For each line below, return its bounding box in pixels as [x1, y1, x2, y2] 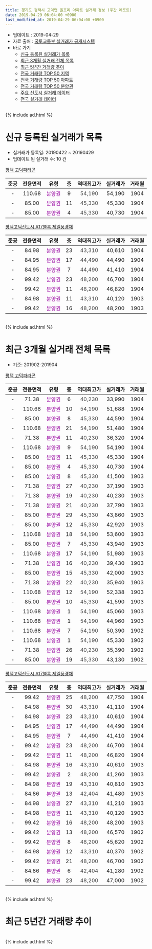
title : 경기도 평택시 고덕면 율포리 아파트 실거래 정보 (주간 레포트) [5, 7, 132, 13]
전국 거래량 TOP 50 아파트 [20, 77, 73, 83]
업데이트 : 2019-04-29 [12, 32, 59, 38]
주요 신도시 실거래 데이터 [20, 89, 70, 96]
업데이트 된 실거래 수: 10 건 [12, 156, 67, 162]
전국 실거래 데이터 [20, 96, 56, 102]
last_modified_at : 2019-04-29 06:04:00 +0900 [5, 17, 104, 22]
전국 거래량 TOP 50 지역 [20, 70, 69, 77]
